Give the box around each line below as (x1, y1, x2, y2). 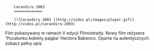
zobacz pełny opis (5, 40, 42, 46)
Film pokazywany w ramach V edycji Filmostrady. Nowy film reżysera (5, 30, 145, 36)
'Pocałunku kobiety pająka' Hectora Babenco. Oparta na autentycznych (5, 35, 149, 41)
